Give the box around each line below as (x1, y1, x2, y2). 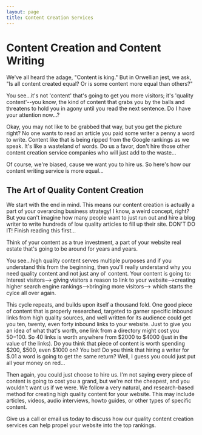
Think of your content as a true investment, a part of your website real (6, 238, 181, 246)
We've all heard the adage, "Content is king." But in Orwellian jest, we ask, (6, 74, 192, 81)
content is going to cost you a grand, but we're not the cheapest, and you (6, 378, 190, 385)
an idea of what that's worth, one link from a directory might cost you (6, 327, 180, 335)
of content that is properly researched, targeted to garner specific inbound (6, 308, 193, 315)
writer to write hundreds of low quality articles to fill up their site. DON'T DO (6, 220, 196, 228)
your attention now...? (6, 111, 60, 119)
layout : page (6, 9, 39, 15)
